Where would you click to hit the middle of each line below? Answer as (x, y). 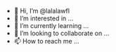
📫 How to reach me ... (46, 41)
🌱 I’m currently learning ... (51, 26)
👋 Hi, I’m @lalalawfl (42, 11)
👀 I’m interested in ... (44, 18)
